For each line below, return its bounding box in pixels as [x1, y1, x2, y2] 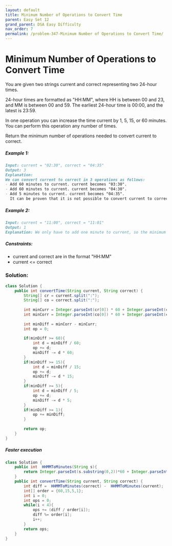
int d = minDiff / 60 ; [32, 341, 81, 346]
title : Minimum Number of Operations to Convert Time [5, 12, 123, 17]
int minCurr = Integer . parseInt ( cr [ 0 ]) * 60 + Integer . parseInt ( [24, 307, 166, 312]
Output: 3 [5, 167, 27, 173]
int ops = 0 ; [24, 498, 52, 503]
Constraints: [5, 241, 33, 247]
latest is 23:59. [5, 107, 37, 113]
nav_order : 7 [5, 27, 33, 32]
